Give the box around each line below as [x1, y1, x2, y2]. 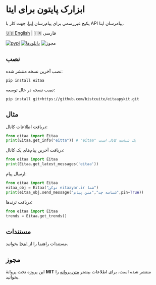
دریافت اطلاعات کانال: [6, 124, 47, 130]
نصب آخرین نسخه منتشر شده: [6, 68, 63, 74]
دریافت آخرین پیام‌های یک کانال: [6, 147, 65, 153]
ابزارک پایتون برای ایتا [6, 4, 85, 15]
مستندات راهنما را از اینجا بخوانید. [6, 241, 69, 247]
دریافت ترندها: [6, 199, 33, 205]
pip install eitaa [6, 78, 44, 83]
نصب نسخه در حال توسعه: [6, 87, 55, 93]
